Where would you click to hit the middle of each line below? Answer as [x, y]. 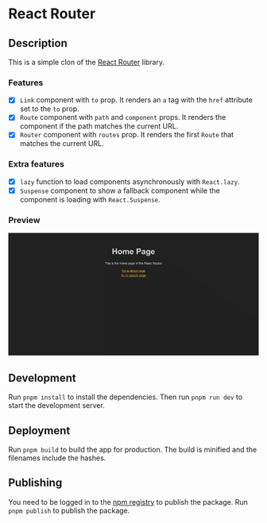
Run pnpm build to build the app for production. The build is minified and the [133, 449]
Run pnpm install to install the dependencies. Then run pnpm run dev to [126, 397]
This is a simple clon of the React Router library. [87, 62]
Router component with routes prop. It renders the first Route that [127, 135]
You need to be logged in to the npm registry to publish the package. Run [128, 502]
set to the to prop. [49, 109]
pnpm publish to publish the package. [69, 510]
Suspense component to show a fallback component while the [120, 190]
